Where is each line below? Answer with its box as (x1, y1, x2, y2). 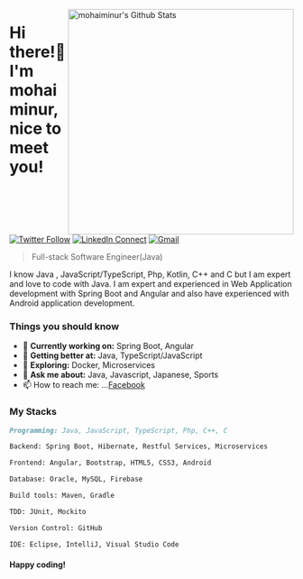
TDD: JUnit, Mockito (9, 507, 87, 516)
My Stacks (9, 406, 57, 418)
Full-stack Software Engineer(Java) (31, 252, 163, 262)
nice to (9, 118, 61, 139)
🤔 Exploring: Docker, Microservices (22, 360, 156, 371)
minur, (9, 99, 59, 120)
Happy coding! (9, 559, 66, 570)
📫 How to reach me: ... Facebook (22, 380, 146, 391)
